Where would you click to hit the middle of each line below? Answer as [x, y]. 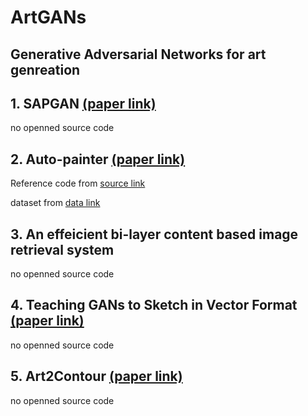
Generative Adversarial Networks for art [138, 54]
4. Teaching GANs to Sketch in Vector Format [154, 305]
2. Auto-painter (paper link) [98, 159]
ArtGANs [48, 17]
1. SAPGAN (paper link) [83, 103]
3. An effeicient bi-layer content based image [154, 234]
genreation [45, 69]
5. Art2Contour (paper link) [96, 376]
